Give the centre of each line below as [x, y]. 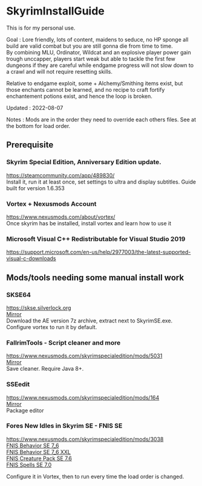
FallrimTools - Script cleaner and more [64, 342]
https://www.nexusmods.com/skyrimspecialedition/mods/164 [83, 397]
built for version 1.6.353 [35, 188]
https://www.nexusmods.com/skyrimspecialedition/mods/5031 [84, 356]
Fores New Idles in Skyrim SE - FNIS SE [64, 426]
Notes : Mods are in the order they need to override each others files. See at [101, 120]
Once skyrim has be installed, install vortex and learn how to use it [89, 223]
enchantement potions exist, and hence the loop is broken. [80, 96]
